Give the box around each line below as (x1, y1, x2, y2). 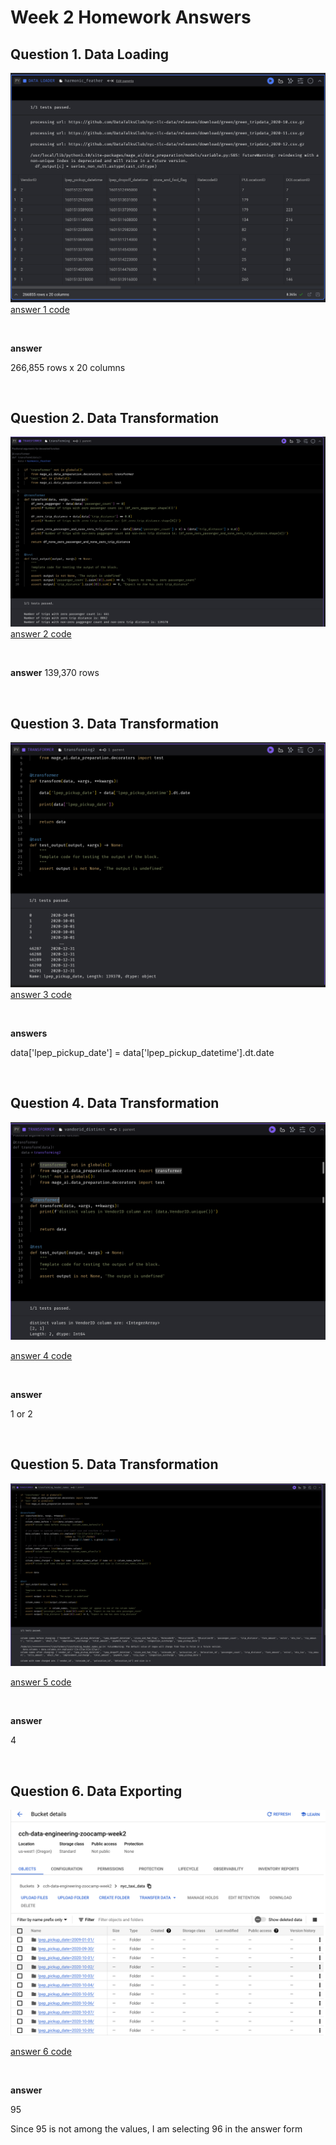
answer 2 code (10, 628, 72, 640)
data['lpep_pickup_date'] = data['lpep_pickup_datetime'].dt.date (10, 1046, 275, 1058)
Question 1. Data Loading (10, 46, 170, 63)
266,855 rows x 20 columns (10, 361, 126, 373)
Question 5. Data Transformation (10, 1456, 219, 1473)
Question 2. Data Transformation (10, 410, 220, 427)
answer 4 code (10, 1350, 73, 1362)
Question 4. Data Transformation (10, 1095, 220, 1112)
